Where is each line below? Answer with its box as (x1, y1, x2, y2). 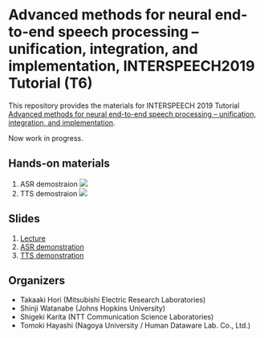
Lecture (19, 233, 46, 243)
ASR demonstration (19, 241, 84, 251)
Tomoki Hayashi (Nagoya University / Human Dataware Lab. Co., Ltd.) (19, 320, 251, 331)
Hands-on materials (8, 157, 111, 171)
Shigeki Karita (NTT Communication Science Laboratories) (19, 312, 214, 322)
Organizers (8, 274, 66, 287)
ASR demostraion (19, 179, 78, 188)
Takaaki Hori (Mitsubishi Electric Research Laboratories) (19, 295, 206, 305)
